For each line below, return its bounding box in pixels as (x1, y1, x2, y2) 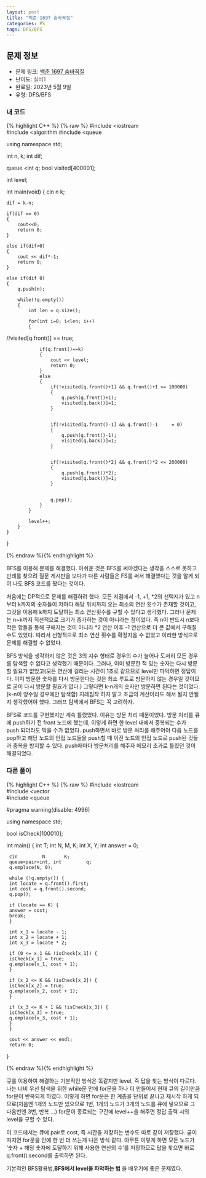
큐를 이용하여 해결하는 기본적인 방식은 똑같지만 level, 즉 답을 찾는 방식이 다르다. (6, 1077, 197, 1085)
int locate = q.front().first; (9, 880, 89, 887)
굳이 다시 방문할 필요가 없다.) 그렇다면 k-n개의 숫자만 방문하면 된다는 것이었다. (12, 683, 200, 690)
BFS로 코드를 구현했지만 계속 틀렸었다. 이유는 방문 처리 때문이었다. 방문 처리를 (6, 711, 194, 719)
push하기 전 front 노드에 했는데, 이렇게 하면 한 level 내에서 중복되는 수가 (12, 719, 186, 726)
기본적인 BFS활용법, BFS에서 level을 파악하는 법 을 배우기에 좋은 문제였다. (6, 1164, 183, 1172)
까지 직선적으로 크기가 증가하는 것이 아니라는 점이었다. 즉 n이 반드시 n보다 (22, 616, 200, 624)
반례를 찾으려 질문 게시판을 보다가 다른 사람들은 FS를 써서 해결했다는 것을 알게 (6, 572, 194, 579)
